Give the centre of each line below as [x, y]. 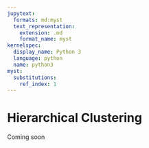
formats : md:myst [38, 20]
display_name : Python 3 [47, 52]
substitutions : [35, 77]
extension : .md [41, 33]
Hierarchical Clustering [75, 118]
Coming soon [26, 137]
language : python [38, 59]
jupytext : [21, 13]
